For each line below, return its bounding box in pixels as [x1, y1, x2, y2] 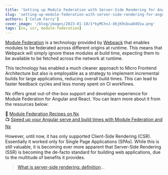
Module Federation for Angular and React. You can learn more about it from [5, 96, 161, 102]
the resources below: [5, 101, 49, 107]
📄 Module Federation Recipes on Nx [5, 111, 79, 117]
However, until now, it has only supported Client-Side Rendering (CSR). [5, 133, 151, 140]
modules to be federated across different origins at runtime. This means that [5, 45, 162, 51]
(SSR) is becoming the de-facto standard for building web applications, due [5, 149, 161, 155]
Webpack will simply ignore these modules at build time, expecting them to [5, 50, 160, 56]
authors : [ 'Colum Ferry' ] [5, 16, 59, 21]
